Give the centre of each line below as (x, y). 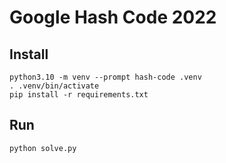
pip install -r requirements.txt (79, 95)
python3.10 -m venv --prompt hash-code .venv (105, 77)
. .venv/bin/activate (54, 86)
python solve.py (43, 148)
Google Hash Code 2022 (113, 17)
